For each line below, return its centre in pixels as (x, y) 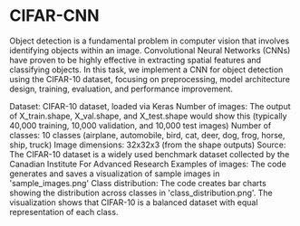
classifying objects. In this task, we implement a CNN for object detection (146, 70)
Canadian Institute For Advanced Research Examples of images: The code (148, 164)
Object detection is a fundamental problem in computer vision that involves (150, 41)
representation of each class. (64, 212)
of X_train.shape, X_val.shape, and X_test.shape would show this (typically (148, 116)
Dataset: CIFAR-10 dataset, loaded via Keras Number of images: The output (150, 106)
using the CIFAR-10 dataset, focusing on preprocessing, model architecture (150, 79)
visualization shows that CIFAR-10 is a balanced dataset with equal (134, 202)
